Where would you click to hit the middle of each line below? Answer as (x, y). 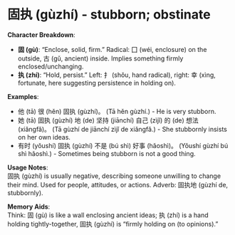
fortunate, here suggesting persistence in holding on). (97, 83)
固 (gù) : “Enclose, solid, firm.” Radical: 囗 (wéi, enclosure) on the (112, 49)
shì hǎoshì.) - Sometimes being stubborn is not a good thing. (106, 153)
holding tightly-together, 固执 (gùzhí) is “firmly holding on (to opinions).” (113, 224)
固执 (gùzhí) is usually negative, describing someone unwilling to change (114, 176)
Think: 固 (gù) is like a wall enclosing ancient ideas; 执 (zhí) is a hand (108, 215)
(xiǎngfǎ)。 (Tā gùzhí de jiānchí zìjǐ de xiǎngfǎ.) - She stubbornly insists (122, 129)
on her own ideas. (44, 137)
